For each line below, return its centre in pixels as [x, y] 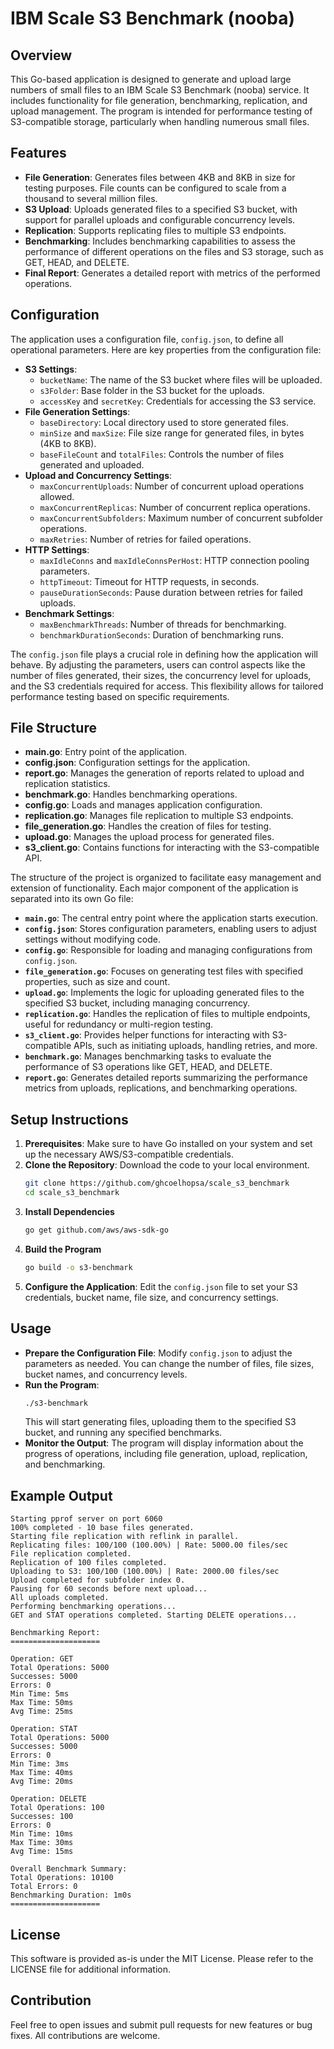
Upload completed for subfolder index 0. [98, 1580]
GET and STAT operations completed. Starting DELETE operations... [154, 1615]
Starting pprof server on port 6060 [86, 1519]
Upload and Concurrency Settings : [98, 475]
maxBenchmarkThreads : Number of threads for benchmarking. [163, 624]
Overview [41, 55]
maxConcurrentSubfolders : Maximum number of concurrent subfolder [181, 518]
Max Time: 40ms [42, 1773]
